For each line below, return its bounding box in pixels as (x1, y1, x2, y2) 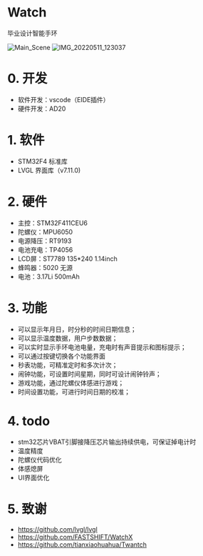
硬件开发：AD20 (17, 104, 66, 113)
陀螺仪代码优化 (17, 455, 62, 464)
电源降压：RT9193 (17, 237, 72, 245)
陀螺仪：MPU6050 (17, 227, 73, 236)
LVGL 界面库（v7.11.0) (17, 166, 81, 174)
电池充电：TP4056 (17, 245, 73, 254)
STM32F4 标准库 (17, 157, 68, 165)
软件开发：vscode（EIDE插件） (17, 95, 110, 104)
